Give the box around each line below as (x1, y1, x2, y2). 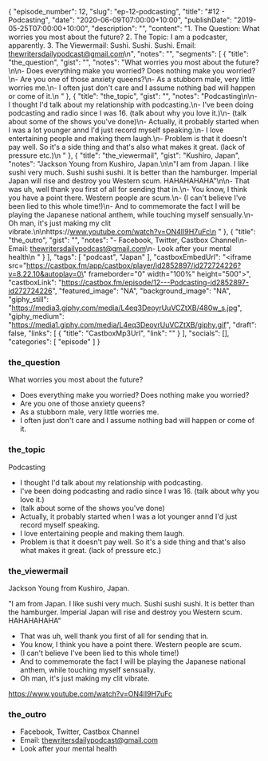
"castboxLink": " (8, 278, 62, 287)
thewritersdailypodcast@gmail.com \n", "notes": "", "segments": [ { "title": (8, 49, 249, 58)
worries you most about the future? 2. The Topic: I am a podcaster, (8, 32, 228, 41)
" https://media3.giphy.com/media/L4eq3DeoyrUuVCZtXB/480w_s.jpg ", (8, 303, 242, 312)
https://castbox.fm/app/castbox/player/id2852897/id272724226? (26, 261, 242, 270)
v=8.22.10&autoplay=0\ (8, 269, 84, 278)
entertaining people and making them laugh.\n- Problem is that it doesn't (8, 134, 247, 143)
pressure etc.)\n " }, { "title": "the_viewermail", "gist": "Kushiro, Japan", (8, 151, 241, 160)
